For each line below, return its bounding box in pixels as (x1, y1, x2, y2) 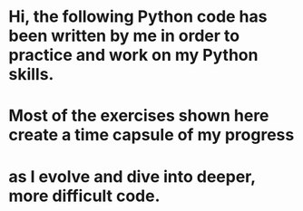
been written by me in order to (8, 25, 240, 46)
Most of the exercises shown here (8, 106, 269, 126)
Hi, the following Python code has (8, 6, 268, 27)
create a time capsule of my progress (8, 125, 295, 146)
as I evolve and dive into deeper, (8, 166, 256, 187)
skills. (8, 64, 54, 85)
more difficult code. (8, 186, 161, 206)
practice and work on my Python (8, 45, 259, 65)
